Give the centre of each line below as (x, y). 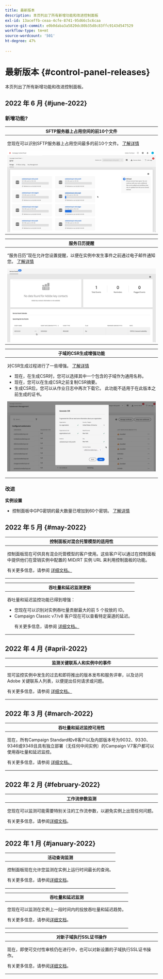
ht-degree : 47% (20, 41)
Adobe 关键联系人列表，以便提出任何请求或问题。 (57, 681)
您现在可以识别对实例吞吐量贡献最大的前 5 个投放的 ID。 (71, 610)
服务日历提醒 (81, 243)
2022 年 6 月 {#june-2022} (46, 104)
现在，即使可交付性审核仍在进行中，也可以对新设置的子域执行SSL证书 (77, 949)
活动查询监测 (60, 857)
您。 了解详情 (20, 262)
